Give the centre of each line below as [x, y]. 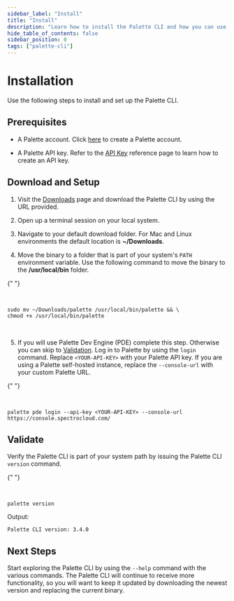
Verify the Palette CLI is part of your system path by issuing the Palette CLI [115, 457]
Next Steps [32, 551]
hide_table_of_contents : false [53, 33]
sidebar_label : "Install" [45, 14]
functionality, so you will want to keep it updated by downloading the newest [117, 583]
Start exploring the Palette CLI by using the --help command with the [107, 568]
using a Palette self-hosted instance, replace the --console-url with [115, 364]
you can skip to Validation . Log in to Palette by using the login [107, 350]
